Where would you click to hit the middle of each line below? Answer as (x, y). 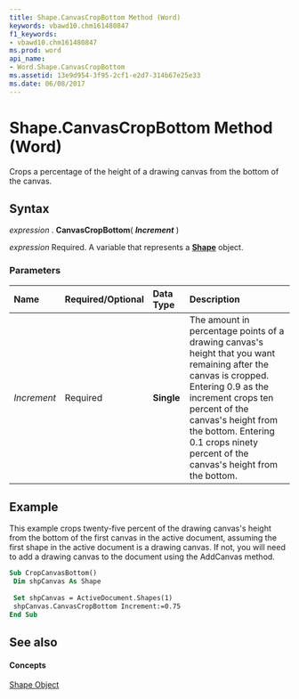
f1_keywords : (33, 34)
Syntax (29, 209)
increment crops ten (232, 397)
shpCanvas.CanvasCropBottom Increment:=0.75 (97, 606)
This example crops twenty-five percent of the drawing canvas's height (140, 528)
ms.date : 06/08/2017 (48, 84)
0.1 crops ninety (224, 442)
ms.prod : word (36, 51)
